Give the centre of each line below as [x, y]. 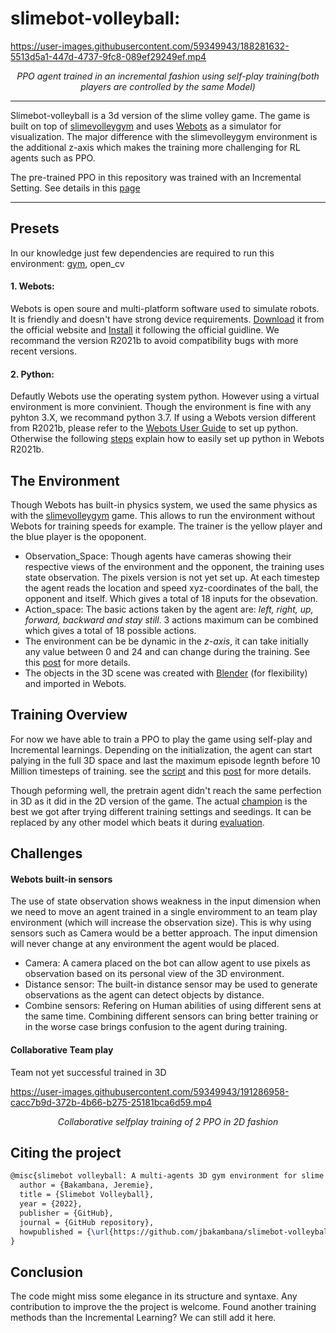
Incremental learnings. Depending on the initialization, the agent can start [161, 749]
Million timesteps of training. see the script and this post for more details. [161, 771]
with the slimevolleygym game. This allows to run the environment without [163, 515]
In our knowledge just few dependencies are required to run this [142, 253]
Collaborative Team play [62, 1049]
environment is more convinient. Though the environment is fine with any [161, 407]
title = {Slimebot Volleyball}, [87, 1195]
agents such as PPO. [53, 158]
